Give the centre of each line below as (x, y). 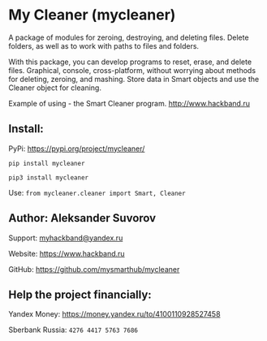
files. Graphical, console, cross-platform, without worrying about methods (132, 70)
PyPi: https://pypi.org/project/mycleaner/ (77, 149)
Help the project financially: (80, 294)
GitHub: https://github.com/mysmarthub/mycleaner (94, 269)
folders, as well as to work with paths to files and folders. (104, 45)
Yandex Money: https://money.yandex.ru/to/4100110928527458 (114, 314)
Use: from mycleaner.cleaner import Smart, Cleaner (97, 192)
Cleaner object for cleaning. (55, 88)
